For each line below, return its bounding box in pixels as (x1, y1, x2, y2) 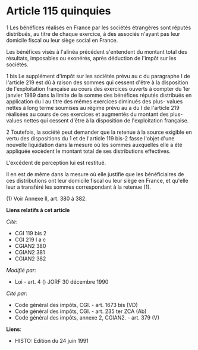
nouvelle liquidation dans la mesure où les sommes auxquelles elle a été (6, 141, 183, 148)
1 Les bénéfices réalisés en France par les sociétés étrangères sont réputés (6, 24, 191, 31)
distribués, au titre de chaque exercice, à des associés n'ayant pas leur (6, 30, 180, 37)
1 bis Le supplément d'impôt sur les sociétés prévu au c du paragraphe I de (6, 72, 190, 79)
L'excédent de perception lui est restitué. (6, 159, 106, 166)
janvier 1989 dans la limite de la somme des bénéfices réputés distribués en (6, 91, 192, 99)
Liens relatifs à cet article (6, 206, 70, 213)
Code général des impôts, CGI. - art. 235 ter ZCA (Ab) (14, 308, 147, 315)
